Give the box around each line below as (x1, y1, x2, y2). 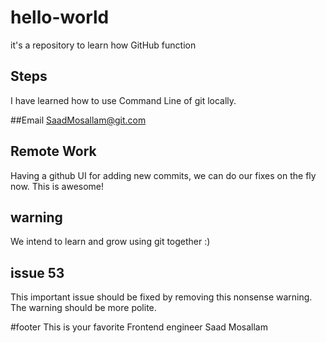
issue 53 (10, 264, 65, 281)
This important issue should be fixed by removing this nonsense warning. (10, 291, 313, 303)
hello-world (10, 6, 110, 29)
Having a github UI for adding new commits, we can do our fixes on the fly (10, 169, 317, 181)
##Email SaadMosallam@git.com (10, 114, 147, 126)
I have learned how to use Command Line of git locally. (10, 94, 237, 106)
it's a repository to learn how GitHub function (10, 39, 197, 51)
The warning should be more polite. (10, 302, 157, 314)
